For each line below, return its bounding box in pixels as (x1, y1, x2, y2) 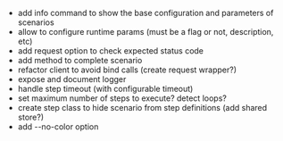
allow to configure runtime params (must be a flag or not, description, (17, 27, 274, 37)
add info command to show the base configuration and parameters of (17, 8, 274, 18)
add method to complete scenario (17, 55, 143, 65)
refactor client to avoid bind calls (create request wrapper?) (17, 64, 237, 75)
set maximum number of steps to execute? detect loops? (17, 93, 228, 104)
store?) (17, 112, 45, 122)
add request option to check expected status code (17, 46, 204, 56)
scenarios (17, 17, 55, 28)
